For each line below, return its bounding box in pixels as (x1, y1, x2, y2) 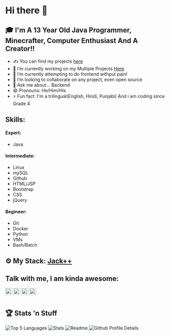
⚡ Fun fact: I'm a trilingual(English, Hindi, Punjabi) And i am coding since (12, 93, 165, 99)
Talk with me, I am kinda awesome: (5, 274, 119, 283)
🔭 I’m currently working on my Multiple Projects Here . (12, 66, 125, 71)
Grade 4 (12, 101, 31, 107)
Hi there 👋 (5, 5, 48, 16)
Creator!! (5, 44, 35, 53)
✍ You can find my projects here (12, 58, 83, 64)
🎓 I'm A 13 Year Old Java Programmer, (5, 26, 132, 34)
